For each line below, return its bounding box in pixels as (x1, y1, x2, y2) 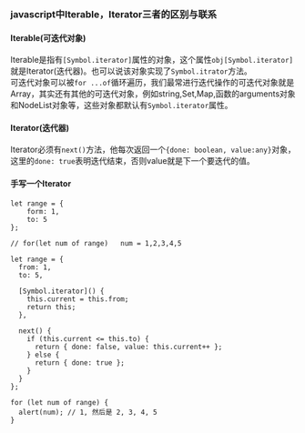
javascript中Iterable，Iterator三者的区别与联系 (10, 7, 218, 20)
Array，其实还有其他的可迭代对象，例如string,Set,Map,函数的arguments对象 (10, 88, 296, 99)
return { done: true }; (34, 357, 126, 368)
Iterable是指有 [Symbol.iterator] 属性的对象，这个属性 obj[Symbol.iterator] (10, 55, 294, 65)
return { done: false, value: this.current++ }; (34, 342, 223, 351)
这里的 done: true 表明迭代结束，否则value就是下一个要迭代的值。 (10, 156, 256, 166)
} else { (26, 350, 60, 359)
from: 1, (18, 262, 52, 272)
